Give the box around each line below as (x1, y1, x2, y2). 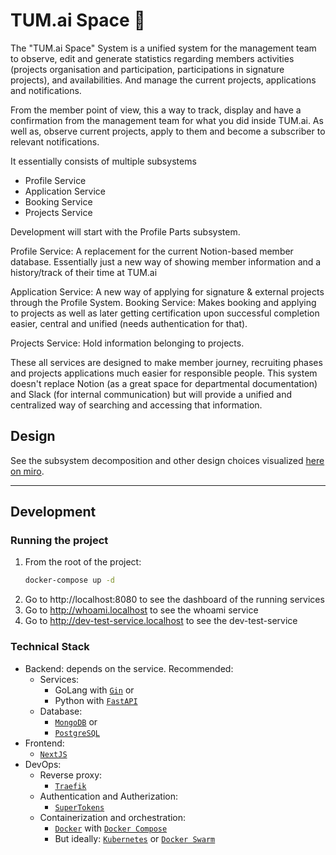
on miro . (10, 465, 45, 477)
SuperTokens (54, 802, 105, 813)
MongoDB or (54, 715, 98, 728)
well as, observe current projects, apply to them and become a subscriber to (10, 125, 326, 137)
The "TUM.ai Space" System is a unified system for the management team (10, 42, 317, 54)
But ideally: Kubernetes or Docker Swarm (54, 832, 216, 844)
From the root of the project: (24, 556, 142, 568)
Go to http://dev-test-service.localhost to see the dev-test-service (24, 615, 298, 627)
